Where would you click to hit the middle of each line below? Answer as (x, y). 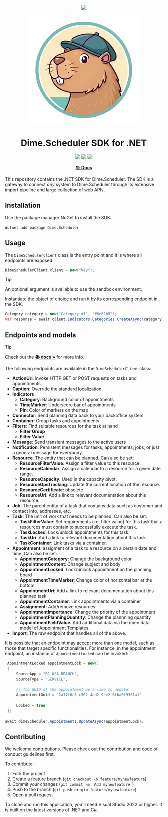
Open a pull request (33, 795)
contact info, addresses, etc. (42, 511)
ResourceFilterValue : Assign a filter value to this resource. (80, 463)
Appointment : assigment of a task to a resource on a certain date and (84, 548)
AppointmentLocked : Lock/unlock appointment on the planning (86, 570)
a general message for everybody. (48, 453)
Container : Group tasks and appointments (56, 421)
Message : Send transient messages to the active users (69, 442)
